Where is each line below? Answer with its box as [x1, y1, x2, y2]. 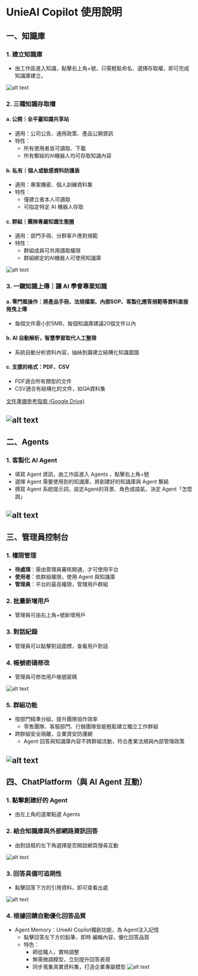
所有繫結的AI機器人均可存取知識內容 [23, 152, 112, 159]
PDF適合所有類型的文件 [14, 377, 72, 385]
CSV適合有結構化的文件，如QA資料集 [14, 385, 106, 392]
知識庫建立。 [14, 72, 46, 79]
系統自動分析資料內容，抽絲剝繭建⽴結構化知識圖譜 [14, 348, 139, 356]
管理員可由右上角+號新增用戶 [14, 612, 86, 619]
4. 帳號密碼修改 [6, 658, 50, 667]
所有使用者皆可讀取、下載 [23, 145, 86, 152]
